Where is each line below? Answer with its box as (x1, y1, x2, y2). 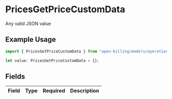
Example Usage (5, 35, 56, 44)
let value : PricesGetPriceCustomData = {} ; (5, 58, 100, 63)
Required (42, 87, 66, 94)
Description (70, 87, 100, 94)
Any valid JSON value (5, 20, 51, 27)
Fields (5, 72, 26, 81)
